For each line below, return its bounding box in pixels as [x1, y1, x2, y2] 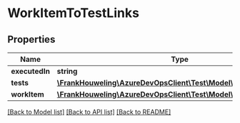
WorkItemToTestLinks [7, 5, 139, 21]
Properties [7, 33, 56, 46]
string [56, 66, 78, 76]
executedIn [11, 66, 50, 76]
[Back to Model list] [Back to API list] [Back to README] [7, 108, 171, 116]
